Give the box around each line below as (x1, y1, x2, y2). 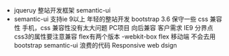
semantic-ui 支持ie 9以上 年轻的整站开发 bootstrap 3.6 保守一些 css (13, 15, 209, 23)
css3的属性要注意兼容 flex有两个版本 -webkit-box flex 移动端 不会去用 (13, 32, 216, 41)
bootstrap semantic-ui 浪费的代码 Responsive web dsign (13, 41, 177, 49)
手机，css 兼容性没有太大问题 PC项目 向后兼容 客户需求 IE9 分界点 (22, 24, 214, 31)
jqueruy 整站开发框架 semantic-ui (13, 6, 111, 14)
